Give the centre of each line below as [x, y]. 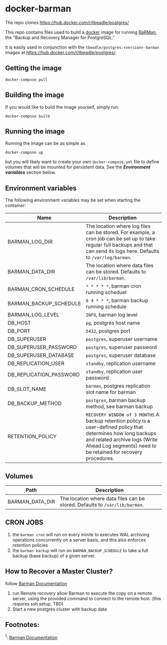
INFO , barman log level [112, 315]
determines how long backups [121, 433]
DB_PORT [19, 331]
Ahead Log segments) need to [121, 446]
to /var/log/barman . [109, 258]
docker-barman [38, 9]
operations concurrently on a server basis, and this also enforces [79, 540]
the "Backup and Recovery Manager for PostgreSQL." [60, 37]
